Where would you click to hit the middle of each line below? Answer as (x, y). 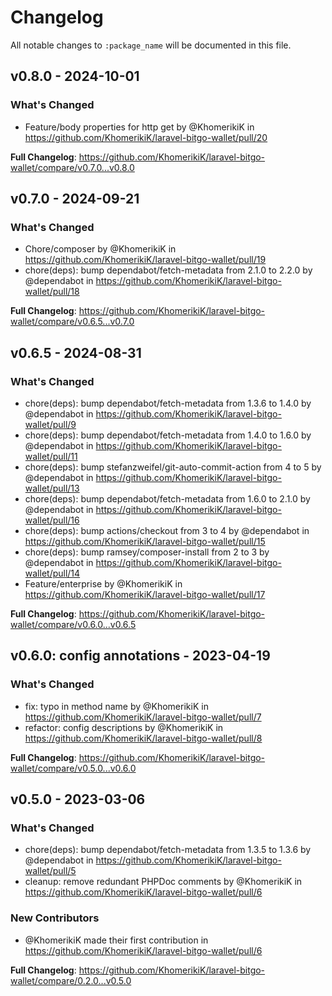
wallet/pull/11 (51, 456)
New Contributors (55, 918)
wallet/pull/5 (50, 871)
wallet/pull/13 (52, 488)
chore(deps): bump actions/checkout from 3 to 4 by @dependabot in (167, 530)
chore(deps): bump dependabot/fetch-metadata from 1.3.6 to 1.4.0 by (168, 403)
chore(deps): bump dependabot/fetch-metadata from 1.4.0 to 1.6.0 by (168, 435)
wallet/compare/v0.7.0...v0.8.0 (72, 167)
